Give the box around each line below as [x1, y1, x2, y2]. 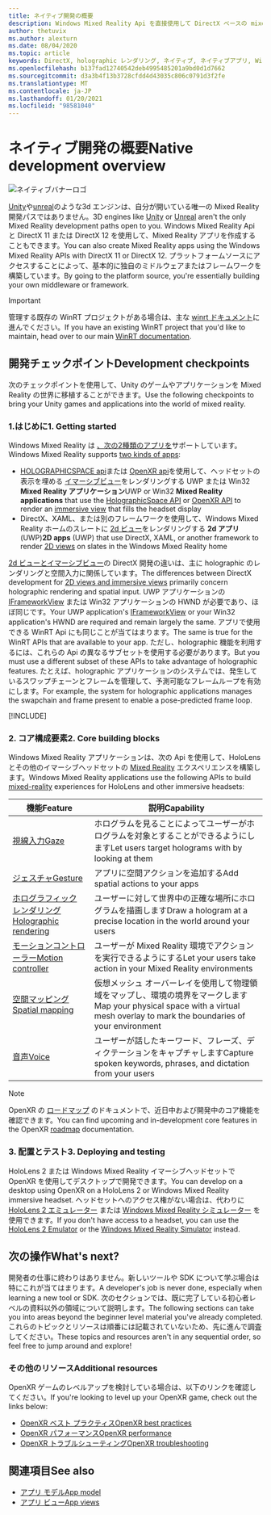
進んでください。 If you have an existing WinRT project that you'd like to [8, 322, 246, 332]
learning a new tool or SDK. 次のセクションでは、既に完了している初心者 [8, 1293, 250, 1303]
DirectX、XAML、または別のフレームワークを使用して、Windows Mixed [19, 514, 259, 523]
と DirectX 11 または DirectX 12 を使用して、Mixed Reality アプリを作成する [8, 231, 256, 241]
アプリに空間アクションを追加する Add [94, 867, 240, 879]
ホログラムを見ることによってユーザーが [94, 818, 248, 829]
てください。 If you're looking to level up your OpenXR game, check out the [8, 1392, 257, 1402]
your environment [94, 1021, 161, 1032]
